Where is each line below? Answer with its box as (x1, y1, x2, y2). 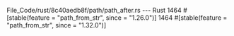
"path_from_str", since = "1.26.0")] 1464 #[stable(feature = (57, 13, 228, 22)
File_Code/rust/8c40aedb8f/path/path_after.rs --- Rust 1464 (6, 6, 182, 14)
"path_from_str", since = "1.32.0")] (6, 21, 107, 29)
